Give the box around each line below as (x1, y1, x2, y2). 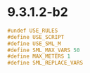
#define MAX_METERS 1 (7, 53, 71, 60)
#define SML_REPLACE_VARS (7, 60, 83, 67)
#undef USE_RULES (7, 27, 58, 34)
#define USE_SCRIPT (7, 33, 65, 40)
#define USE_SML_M (7, 40, 61, 47)
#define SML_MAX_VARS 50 (7, 47, 80, 54)
